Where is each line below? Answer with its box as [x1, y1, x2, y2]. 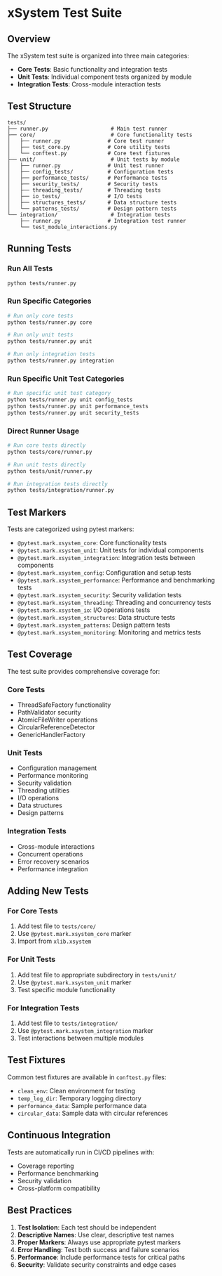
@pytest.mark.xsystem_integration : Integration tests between [17, 554, 195, 562]
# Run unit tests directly [7, 461, 86, 468]
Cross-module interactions [17, 842, 95, 851]
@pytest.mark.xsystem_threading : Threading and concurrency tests [17, 599, 211, 607]
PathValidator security [17, 708, 82, 717]
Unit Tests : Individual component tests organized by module [17, 72, 193, 81]
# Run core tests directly [7, 442, 86, 449]
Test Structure [7, 100, 72, 112]
